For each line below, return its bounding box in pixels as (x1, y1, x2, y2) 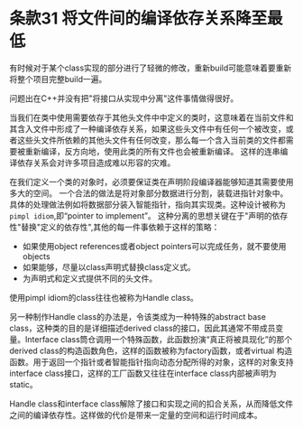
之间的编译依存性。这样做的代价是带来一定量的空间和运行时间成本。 (9, 409, 262, 420)
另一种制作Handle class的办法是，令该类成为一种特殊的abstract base (9, 311, 266, 322)
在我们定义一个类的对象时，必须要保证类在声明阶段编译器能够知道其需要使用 (9, 176, 294, 187)
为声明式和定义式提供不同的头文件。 (22, 273, 158, 284)
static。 (9, 378, 38, 389)
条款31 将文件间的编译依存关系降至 (9, 8, 268, 29)
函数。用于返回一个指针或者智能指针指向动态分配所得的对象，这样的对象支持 (9, 356, 294, 367)
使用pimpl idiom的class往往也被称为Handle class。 (9, 292, 198, 303)
